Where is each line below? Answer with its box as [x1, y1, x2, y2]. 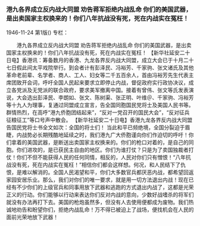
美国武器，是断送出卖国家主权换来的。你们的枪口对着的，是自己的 [26, 139, 189, 146]
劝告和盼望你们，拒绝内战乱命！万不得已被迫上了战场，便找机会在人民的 [16, 206, 194, 213]
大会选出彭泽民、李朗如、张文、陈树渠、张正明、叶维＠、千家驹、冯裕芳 [16, 94, 194, 101]
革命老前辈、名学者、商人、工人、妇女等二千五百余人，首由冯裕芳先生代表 [6, 72, 189, 79]
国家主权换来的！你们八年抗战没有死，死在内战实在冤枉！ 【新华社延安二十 [6, 49, 190, 56]
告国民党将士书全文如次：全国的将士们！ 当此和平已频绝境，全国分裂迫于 [6, 124, 185, 131]
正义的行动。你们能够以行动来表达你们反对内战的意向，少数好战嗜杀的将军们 [6, 191, 194, 198]
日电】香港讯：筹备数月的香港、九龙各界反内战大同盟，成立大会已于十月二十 [6, 57, 194, 64]
